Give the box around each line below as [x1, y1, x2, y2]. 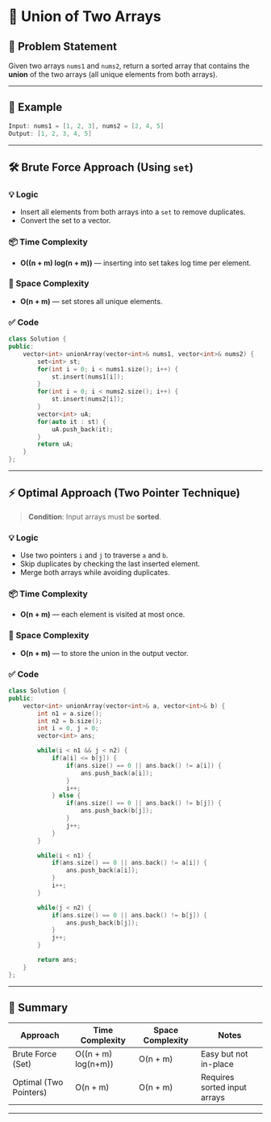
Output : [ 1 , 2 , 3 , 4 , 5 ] [8, 129, 92, 138]
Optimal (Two [12, 1077, 64, 1088]
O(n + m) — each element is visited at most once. [19, 610, 186, 620]
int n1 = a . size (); [37, 709, 103, 718]
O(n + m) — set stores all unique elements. [19, 296, 163, 306]
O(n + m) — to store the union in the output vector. [19, 648, 189, 658]
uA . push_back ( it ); [51, 425, 114, 434]
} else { [51, 792, 81, 800]
